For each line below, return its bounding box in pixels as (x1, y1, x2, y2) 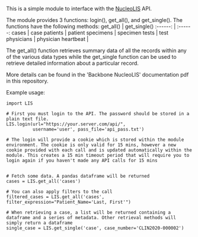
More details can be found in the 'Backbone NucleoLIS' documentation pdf (6, 71, 189, 78)
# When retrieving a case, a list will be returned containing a (6, 210, 171, 216)
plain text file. (6, 116, 49, 122)
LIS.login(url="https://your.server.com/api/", (6, 121, 126, 127)
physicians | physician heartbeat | (6, 36, 89, 42)
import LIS (6, 100, 33, 106)
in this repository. (6, 77, 49, 84)
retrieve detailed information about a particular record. (6, 59, 139, 67)
